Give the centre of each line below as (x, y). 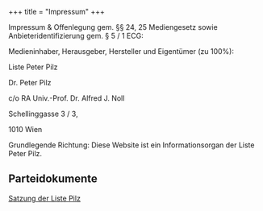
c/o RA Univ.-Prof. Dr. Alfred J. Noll (67, 98)
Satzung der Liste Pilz (44, 198)
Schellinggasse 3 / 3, (43, 114)
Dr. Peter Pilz (30, 83)
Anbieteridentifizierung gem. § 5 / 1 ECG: (76, 36)
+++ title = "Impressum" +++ (56, 12)
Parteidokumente (53, 179)
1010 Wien (25, 129)
